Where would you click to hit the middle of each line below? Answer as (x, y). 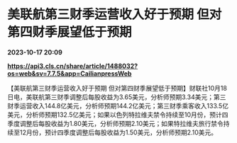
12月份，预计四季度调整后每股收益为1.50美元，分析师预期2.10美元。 (118, 132)
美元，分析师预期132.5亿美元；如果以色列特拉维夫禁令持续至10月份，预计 (115, 115)
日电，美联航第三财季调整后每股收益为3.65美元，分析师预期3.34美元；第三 (117, 97)
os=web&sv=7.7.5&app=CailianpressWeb (70, 73)
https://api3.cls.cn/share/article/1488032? (73, 66)
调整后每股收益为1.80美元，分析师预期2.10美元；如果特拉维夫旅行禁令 (121, 123)
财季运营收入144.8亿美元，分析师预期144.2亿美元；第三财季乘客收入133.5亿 (118, 105)
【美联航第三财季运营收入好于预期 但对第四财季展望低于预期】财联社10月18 (117, 88)
